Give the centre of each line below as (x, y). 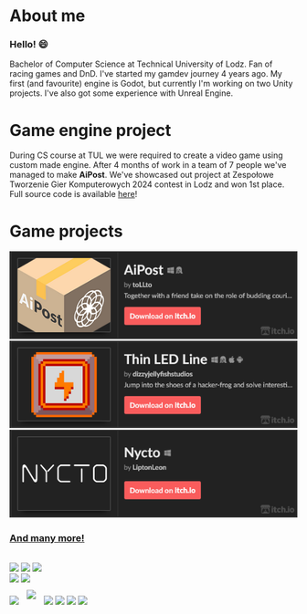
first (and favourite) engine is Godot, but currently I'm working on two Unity (151, 84)
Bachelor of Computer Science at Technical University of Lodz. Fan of (141, 64)
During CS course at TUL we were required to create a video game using (146, 155)
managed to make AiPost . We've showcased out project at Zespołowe (142, 175)
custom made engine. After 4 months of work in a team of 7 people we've (148, 165)
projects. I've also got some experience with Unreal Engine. (122, 93)
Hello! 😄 (29, 45)
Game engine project (90, 130)
